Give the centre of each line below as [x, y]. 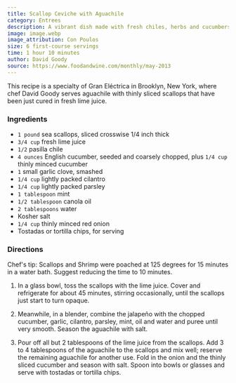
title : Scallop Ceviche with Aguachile [66, 14]
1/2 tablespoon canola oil [54, 201]
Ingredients [27, 119]
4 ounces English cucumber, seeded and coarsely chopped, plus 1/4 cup [122, 156]
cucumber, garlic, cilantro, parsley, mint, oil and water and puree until [118, 322]
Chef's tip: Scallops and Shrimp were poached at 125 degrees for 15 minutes [118, 264]
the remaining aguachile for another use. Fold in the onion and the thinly [122, 358]
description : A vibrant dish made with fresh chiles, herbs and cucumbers [119, 27]
